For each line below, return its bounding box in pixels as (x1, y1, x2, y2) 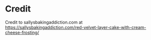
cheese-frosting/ (5, 29, 39, 35)
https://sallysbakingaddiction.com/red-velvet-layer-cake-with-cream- (5, 24, 147, 30)
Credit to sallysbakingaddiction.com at (5, 19, 83, 25)
